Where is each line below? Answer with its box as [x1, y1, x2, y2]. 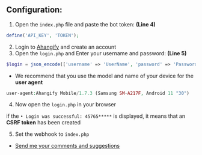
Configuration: [6, 5, 63, 15]
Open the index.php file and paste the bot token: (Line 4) [14, 20, 156, 28]
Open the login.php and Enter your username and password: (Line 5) [14, 49, 187, 56]
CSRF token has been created [6, 119, 81, 126]
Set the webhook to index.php [14, 130, 90, 138]
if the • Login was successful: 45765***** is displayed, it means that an [6, 112, 186, 120]
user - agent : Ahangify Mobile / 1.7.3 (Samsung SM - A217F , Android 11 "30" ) [6, 90, 189, 96]
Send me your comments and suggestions [14, 142, 120, 150]
